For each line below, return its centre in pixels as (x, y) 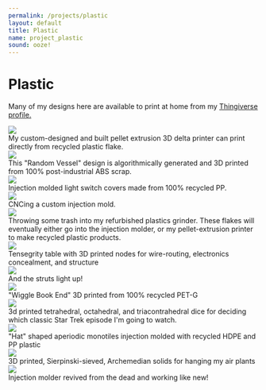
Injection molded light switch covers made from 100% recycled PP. (118, 188)
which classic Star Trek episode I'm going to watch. (93, 320)
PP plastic (25, 345)
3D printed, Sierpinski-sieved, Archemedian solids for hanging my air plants (132, 361)
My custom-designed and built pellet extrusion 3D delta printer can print (127, 138)
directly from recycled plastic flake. (66, 147)
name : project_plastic (46, 38)
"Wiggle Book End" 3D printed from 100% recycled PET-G (103, 295)
